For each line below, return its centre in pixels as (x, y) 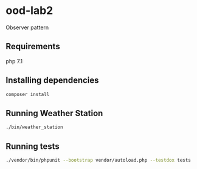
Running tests (33, 146)
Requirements (33, 47)
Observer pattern (27, 27)
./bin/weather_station (34, 127)
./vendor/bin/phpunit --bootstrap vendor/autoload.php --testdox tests (98, 160)
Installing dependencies (52, 81)
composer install (28, 94)
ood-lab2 (29, 11)
